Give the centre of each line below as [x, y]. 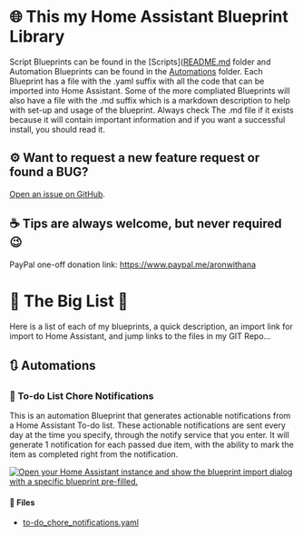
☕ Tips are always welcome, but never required [146, 224]
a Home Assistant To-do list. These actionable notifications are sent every [147, 425]
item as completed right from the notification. [94, 454]
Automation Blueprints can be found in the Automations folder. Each [136, 71]
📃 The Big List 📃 [69, 301]
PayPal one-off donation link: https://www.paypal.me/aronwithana [133, 264]
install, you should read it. [58, 129]
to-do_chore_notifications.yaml [80, 522]
